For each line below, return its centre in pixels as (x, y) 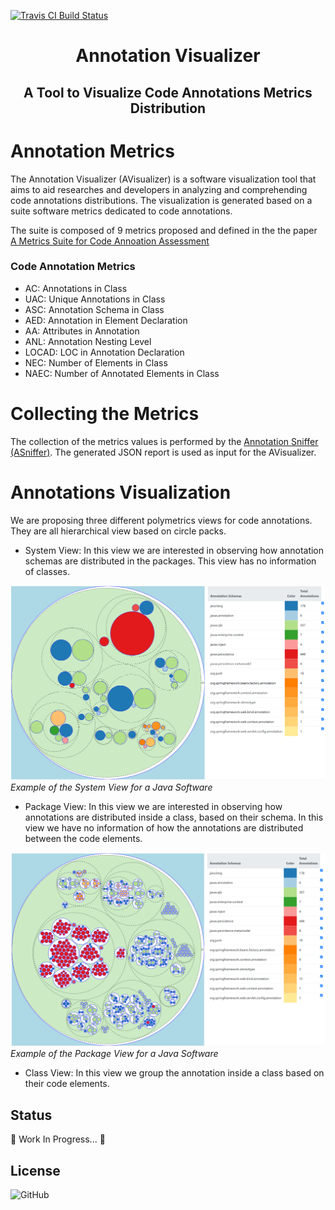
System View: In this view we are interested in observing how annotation (174, 550)
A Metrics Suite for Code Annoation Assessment (110, 241)
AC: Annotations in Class (76, 288)
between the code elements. (83, 839)
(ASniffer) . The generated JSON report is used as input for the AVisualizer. (163, 452)
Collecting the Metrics (105, 414)
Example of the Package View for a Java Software (114, 1054)
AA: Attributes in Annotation (82, 331)
